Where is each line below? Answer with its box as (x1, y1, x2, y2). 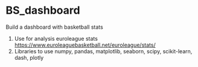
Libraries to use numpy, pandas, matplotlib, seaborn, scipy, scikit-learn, (14, 47, 193, 54)
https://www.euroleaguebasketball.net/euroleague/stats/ (14, 41, 156, 48)
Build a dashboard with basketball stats (5, 23, 103, 31)
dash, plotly (14, 54, 44, 61)
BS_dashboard (5, 4, 80, 17)
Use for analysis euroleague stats (14, 35, 98, 42)
